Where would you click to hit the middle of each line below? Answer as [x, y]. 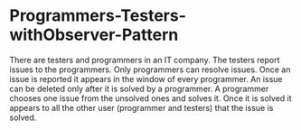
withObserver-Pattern [94, 35]
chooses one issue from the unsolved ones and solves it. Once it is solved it [150, 98]
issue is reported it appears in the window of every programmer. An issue [146, 79]
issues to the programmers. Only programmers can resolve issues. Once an [150, 70]
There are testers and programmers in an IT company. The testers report [145, 60]
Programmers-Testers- [98, 16]
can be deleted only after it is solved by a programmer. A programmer [139, 88]
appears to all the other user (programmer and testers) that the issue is [141, 107]
